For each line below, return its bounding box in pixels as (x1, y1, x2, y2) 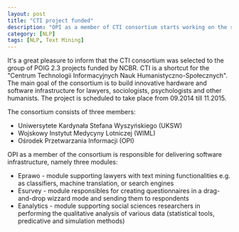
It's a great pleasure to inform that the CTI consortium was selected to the (7, 56, 224, 65)
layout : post (7, 10, 46, 18)
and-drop (17, 194, 46, 203)
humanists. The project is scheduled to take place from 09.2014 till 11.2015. (7, 94, 227, 103)
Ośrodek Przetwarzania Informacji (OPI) (17, 136, 135, 145)
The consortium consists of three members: (7, 108, 137, 116)
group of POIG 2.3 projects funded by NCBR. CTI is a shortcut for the (7, 64, 210, 72)
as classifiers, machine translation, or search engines (17, 179, 174, 188)
